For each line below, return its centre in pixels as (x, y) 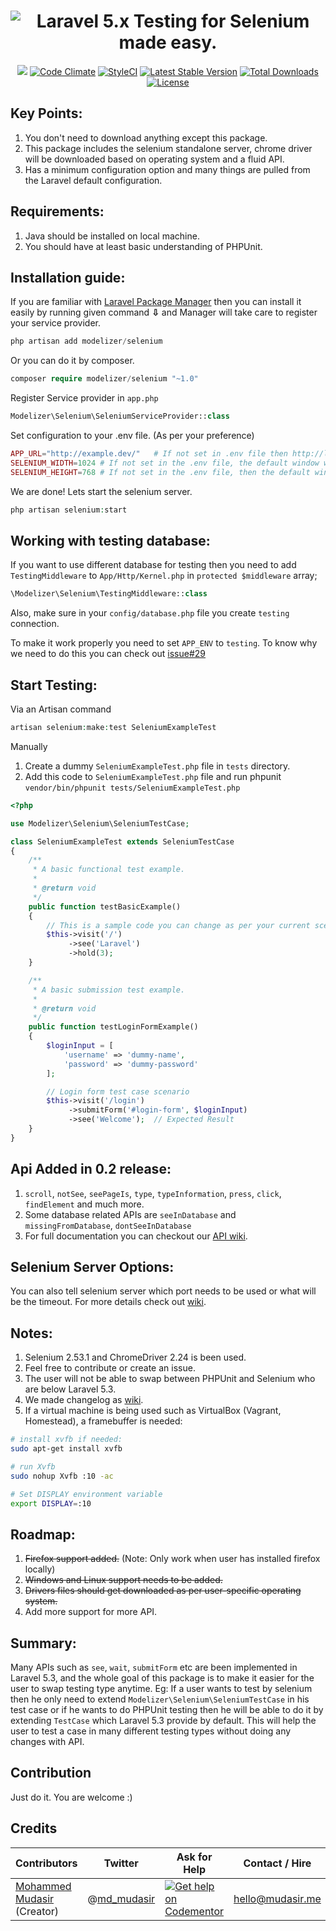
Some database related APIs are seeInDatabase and (130, 1214)
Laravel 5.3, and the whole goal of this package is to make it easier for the (162, 1678)
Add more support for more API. (91, 1612)
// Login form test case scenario (118, 1091)
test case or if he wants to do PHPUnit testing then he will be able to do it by (167, 1710)
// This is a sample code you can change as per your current (178, 925)
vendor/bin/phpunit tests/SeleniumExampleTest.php (132, 788)
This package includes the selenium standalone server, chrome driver (168, 148)
